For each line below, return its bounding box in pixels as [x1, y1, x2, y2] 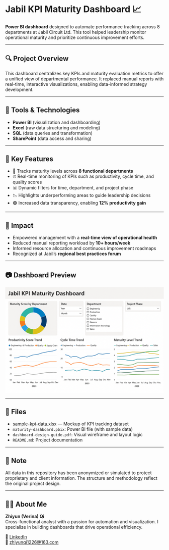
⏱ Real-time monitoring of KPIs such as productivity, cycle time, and [12, 173, 154, 179]
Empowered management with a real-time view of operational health [12, 235, 157, 241]
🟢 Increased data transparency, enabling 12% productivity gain [12, 200, 146, 206]
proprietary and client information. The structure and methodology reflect [5, 475, 157, 481]
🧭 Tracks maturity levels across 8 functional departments [12, 168, 133, 174]
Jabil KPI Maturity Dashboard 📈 [5, 4, 142, 15]
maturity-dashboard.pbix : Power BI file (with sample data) [12, 426, 133, 432]
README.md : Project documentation [12, 437, 83, 443]
